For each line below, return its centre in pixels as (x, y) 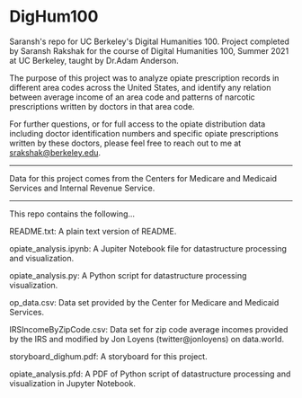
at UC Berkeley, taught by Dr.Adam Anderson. (94, 60)
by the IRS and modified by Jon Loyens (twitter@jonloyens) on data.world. (147, 339)
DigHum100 (54, 17)
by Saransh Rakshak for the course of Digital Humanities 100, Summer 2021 (149, 50)
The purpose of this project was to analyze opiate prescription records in (144, 77)
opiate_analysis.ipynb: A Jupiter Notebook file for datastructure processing (148, 248)
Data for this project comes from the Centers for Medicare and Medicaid (143, 178)
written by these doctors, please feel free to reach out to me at (125, 143)
